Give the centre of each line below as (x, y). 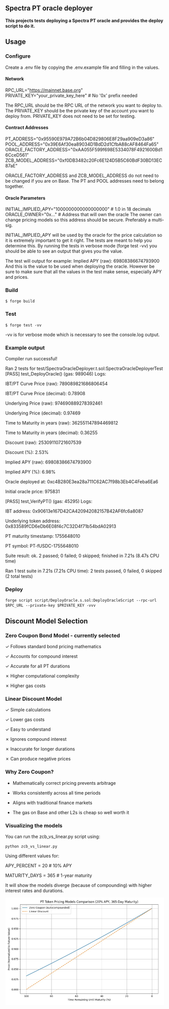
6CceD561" (17, 155)
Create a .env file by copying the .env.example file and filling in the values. (82, 67)
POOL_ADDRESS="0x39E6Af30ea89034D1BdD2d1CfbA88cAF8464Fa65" (82, 144)
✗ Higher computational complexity (42, 676)
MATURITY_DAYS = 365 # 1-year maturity (49, 875)
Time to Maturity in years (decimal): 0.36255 (51, 433)
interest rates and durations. (35, 891)
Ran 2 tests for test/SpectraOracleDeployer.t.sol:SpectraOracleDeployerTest (84, 368)
